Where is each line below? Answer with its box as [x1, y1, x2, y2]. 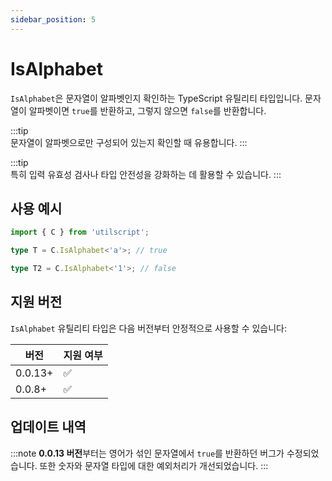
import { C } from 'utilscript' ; [10, 227, 150, 238]
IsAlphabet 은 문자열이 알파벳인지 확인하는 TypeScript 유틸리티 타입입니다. [10, 92, 303, 104]
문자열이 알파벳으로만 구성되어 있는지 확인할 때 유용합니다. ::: [10, 136, 248, 148]
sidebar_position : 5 [10, 14, 97, 25]
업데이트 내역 [10, 419, 87, 436]
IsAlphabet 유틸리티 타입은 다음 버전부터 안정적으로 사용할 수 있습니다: [10, 322, 288, 334]
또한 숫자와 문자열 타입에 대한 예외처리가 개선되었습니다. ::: [39, 459, 269, 471]
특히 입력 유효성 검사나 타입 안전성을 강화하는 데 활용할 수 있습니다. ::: [10, 168, 282, 180]
